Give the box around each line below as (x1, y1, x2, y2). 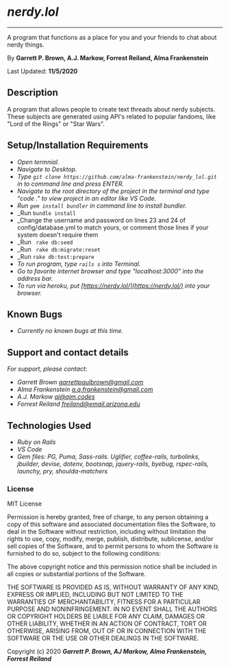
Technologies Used (7, 419, 91, 432)
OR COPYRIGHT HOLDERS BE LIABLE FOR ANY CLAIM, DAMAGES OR (7, 613, 205, 621)
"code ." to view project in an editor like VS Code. (16, 194, 157, 202)
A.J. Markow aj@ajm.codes (16, 393, 95, 401)
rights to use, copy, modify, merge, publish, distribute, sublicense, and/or (7, 535, 214, 543)
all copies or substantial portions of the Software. (7, 570, 146, 578)
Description (7, 87, 58, 99)
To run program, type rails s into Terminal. (16, 260, 141, 268)
